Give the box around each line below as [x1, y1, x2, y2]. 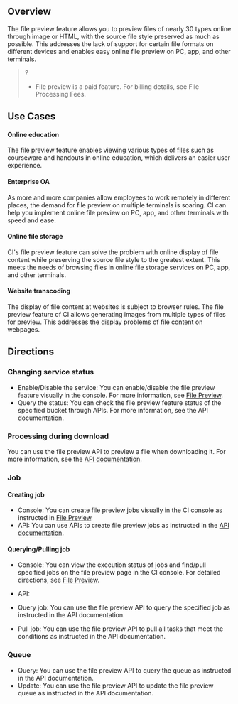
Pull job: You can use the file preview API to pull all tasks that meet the [17, 624, 224, 633]
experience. [7, 161, 43, 170]
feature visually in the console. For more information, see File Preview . [17, 391, 224, 399]
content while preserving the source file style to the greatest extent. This [7, 255, 220, 264]
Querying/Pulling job [7, 545, 70, 553]
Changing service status [7, 367, 94, 377]
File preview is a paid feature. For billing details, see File [35, 82, 200, 91]
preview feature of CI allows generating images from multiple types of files [7, 310, 226, 319]
